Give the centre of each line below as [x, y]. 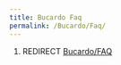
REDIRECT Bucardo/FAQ [67, 51]
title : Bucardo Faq [46, 17]
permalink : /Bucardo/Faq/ [57, 26]
